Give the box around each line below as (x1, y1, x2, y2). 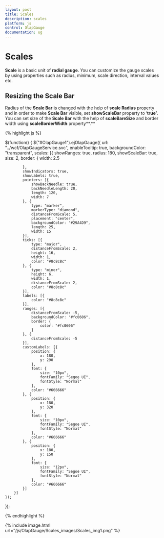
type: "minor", (31, 268, 62, 272)
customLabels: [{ (22, 344, 58, 349)
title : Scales (5, 12, 34, 17)
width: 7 (31, 195, 49, 199)
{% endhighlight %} (5, 513, 45, 518)
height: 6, (31, 271, 54, 277)
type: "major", (31, 242, 62, 246)
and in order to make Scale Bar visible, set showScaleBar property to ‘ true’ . (5, 110, 159, 116)
